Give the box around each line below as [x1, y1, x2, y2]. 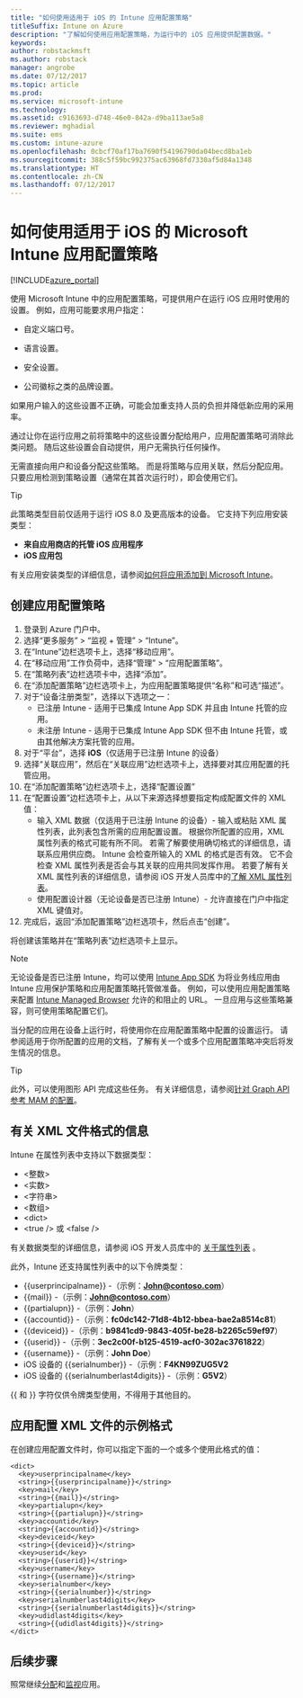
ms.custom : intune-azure [10, 139, 103, 147]
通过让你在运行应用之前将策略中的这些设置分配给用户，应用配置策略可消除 [10, 431, 286, 442]
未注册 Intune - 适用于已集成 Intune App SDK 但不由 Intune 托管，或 [36, 725, 288, 736]
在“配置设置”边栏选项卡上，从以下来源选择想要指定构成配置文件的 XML [22, 792, 287, 803]
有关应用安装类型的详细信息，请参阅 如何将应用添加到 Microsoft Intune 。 [10, 569, 278, 580]
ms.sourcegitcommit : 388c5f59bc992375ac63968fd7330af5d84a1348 [10, 155, 253, 165]
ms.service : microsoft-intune [10, 96, 124, 106]
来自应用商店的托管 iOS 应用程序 [22, 539, 144, 550]
